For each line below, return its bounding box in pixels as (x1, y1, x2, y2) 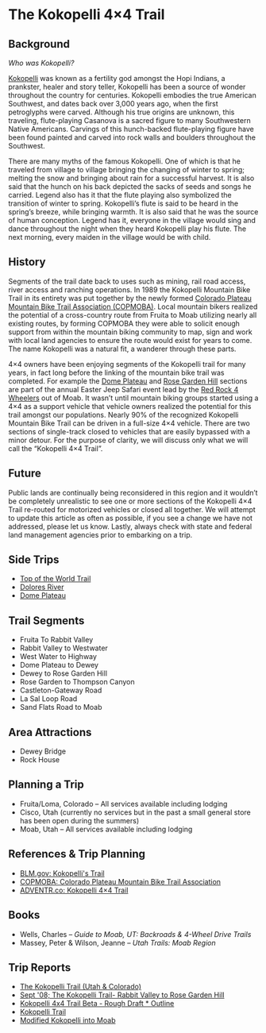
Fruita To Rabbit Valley (19, 635, 94, 645)
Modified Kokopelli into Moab (19, 1016, 116, 1025)
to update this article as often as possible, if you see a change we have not (8, 513, 253, 522)
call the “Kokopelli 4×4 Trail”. (8, 443, 103, 453)
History (8, 256, 46, 269)
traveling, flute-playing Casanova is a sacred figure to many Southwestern (8, 116, 252, 125)
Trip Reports (8, 961, 71, 974)
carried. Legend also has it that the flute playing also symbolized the (8, 191, 232, 199)
